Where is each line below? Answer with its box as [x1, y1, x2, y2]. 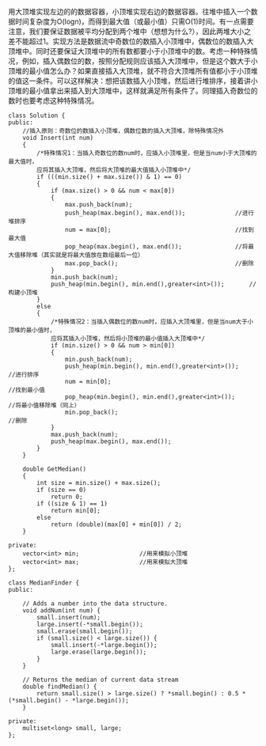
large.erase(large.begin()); [50, 648, 147, 656]
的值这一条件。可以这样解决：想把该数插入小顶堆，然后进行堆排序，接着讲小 [8, 76, 258, 85]
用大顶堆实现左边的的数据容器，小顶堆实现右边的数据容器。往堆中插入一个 [8, 7, 251, 16]
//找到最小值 [8, 386, 45, 394]
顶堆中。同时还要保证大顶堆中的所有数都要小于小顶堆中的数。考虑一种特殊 [8, 47, 251, 55]
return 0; [50, 493, 83, 501]
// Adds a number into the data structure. [22, 600, 169, 608]
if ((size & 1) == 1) [36, 500, 108, 508]
